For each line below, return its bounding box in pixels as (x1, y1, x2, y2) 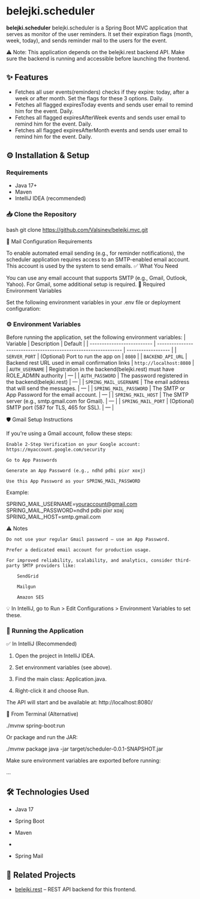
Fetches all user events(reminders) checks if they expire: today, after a (14, 88, 189, 96)
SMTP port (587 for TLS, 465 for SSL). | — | (6, 404, 114, 411)
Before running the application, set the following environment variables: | (6, 334, 186, 341)
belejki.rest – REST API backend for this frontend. (14, 885, 137, 893)
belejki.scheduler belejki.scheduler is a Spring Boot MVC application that (6, 24, 188, 31)
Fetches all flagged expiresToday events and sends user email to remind (14, 101, 193, 108)
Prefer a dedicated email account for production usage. (6, 547, 151, 553)
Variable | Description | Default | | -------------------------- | (6, 340, 156, 347)
